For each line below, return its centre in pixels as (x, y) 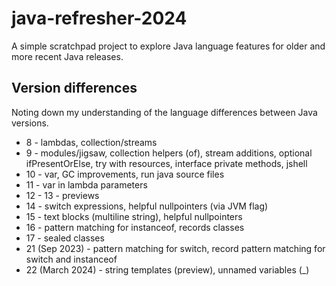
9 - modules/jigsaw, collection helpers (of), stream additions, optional (169, 153)
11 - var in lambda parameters (86, 184)
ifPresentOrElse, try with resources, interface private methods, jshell (166, 163)
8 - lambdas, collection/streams (91, 142)
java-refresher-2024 (99, 18)
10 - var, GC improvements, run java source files (125, 174)
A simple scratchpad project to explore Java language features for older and (168, 46)
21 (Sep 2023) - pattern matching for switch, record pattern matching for (175, 248)
